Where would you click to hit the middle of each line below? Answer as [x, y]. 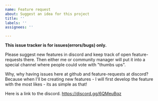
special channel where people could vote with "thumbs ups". [65, 65]
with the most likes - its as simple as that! [46, 84]
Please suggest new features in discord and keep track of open [68, 55]
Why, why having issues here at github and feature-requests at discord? [77, 74]
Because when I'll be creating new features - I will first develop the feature [79, 79]
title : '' [15, 18]
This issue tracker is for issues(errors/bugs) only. [56, 45]
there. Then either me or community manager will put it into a [84, 60]
